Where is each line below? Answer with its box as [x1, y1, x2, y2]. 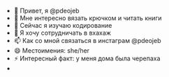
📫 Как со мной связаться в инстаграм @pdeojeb [13, 37, 161, 44]
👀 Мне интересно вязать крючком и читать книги [13, 14, 162, 22]
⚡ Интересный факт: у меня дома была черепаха [13, 54, 161, 62]
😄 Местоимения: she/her [13, 46, 89, 55]
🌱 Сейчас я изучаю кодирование [13, 22, 112, 29]
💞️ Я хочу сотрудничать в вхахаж [13, 28, 112, 37]
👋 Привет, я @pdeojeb [13, 7, 80, 15]
